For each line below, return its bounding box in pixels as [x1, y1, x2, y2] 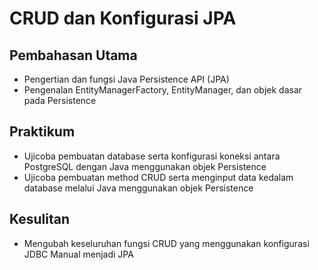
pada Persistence [23, 95, 97, 106]
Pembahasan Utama [9, 47, 138, 64]
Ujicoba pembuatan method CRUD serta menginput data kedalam [23, 171, 294, 183]
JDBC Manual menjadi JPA [23, 248, 134, 260]
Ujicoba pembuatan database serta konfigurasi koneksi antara [23, 150, 281, 162]
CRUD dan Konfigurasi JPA [9, 7, 237, 30]
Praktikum [9, 123, 76, 141]
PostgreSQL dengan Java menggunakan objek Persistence [23, 160, 267, 172]
